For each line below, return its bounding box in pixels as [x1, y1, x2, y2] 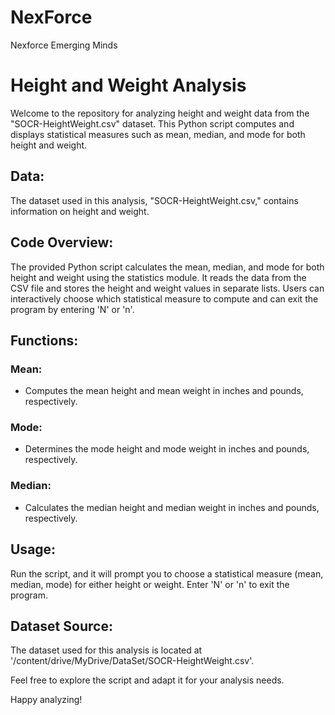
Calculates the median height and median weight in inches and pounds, [24, 501, 320, 513]
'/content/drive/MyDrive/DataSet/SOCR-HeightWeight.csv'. [10, 655, 255, 667]
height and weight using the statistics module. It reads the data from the [10, 271, 307, 283]
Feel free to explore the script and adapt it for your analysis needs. [10, 674, 285, 686]
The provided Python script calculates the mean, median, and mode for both [10, 261, 325, 273]
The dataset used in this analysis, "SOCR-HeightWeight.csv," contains [10, 194, 299, 206]
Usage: [10, 541, 57, 558]
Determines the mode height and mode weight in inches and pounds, [24, 443, 310, 455]
